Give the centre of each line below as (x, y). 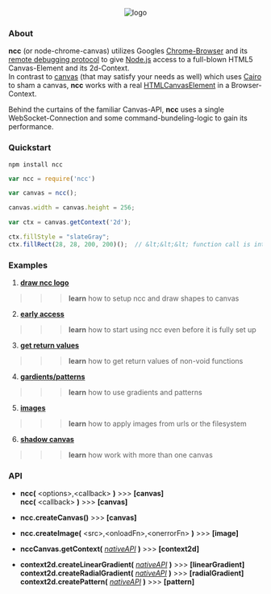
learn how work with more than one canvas (141, 455)
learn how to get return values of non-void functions (156, 361)
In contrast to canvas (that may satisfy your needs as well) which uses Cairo (135, 77)
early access (42, 314)
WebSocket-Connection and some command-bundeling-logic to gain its (128, 118)
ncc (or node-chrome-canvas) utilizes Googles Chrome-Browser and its (128, 51)
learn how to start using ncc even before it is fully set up (162, 330)
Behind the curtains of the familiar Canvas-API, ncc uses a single (116, 110)
